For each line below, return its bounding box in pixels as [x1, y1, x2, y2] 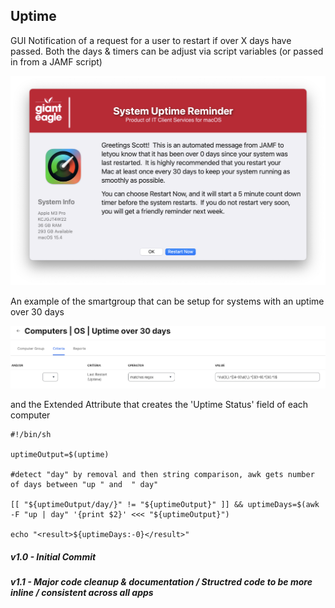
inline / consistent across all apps [10, 586, 154, 598]
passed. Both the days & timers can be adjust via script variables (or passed [10, 45, 324, 57]
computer [10, 409, 51, 421]
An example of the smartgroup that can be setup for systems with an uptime [10, 295, 325, 307]
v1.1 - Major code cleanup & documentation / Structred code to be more [10, 575, 313, 588]
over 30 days [10, 305, 65, 318]
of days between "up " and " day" [10, 479, 159, 489]
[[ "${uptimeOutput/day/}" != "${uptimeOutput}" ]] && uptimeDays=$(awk [10, 499, 320, 509]
